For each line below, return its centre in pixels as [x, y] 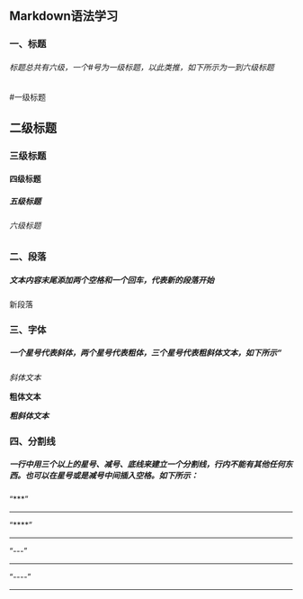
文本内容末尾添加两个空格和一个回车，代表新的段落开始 [111, 280]
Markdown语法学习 [64, 16]
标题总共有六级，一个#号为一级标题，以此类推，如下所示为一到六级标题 [142, 67]
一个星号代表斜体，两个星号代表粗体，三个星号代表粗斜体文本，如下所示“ [146, 353]
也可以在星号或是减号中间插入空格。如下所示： [111, 476]
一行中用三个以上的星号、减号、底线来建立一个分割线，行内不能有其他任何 [147, 464]
